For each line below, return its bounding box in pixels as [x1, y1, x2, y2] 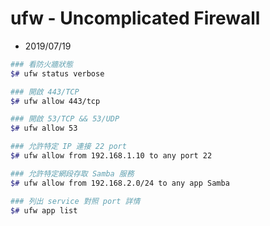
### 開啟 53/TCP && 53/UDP [10, 114, 120, 124]
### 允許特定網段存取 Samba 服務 [10, 168, 135, 179]
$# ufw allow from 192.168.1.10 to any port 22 [10, 151, 213, 161]
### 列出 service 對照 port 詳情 [10, 196, 141, 206]
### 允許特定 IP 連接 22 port [10, 142, 127, 152]
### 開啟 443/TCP [10, 87, 80, 97]
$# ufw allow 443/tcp [10, 96, 101, 106]
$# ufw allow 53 [10, 123, 78, 134]
